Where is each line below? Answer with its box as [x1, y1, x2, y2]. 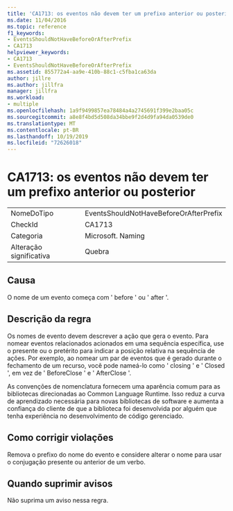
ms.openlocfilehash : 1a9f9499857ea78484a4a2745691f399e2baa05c [7, 107, 194, 114]
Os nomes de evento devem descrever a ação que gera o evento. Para [7, 332, 209, 340]
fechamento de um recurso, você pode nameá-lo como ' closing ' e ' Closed [7, 361, 225, 369]
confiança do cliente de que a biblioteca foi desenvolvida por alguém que [7, 404, 217, 412]
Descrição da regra [7, 314, 92, 325]
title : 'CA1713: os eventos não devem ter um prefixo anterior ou [7, 10, 203, 17]
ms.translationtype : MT [7, 120, 76, 127]
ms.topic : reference [7, 23, 67, 30]
